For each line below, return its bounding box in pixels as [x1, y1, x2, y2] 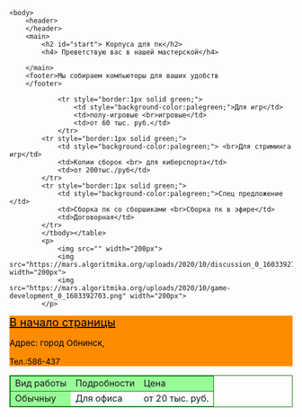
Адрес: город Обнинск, [9, 337, 105, 349]
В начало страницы [9, 315, 116, 330]
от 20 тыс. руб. [143, 392, 209, 404]
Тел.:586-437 [9, 356, 60, 367]
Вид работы [14, 377, 67, 389]
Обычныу [14, 392, 57, 404]
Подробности [75, 377, 135, 389]
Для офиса [75, 392, 123, 404]
